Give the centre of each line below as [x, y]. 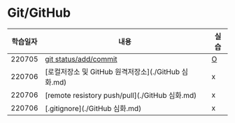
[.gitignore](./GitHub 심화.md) [93, 108]
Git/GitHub [39, 13]
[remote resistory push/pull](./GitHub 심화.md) [121, 95]
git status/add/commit [81, 59]
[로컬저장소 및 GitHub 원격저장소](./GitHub [113, 71]
